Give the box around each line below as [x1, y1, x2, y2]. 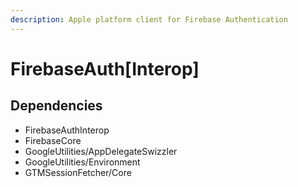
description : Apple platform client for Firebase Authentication [10, 14, 288, 25]
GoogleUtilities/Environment [24, 156, 141, 168]
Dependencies [10, 97, 103, 115]
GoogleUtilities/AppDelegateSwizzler [24, 145, 178, 157]
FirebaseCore [24, 134, 82, 146]
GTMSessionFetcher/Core [24, 166, 132, 178]
